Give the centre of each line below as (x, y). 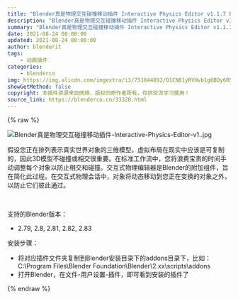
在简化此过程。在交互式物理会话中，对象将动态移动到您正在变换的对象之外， (119, 176)
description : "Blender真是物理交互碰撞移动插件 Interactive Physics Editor (115, 21)
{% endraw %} (29, 289)
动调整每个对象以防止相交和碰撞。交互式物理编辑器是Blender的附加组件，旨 (118, 167)
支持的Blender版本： (37, 214)
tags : (15, 54)
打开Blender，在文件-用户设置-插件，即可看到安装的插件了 (103, 274)
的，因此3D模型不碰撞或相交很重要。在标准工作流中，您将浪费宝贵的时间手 (117, 158)
